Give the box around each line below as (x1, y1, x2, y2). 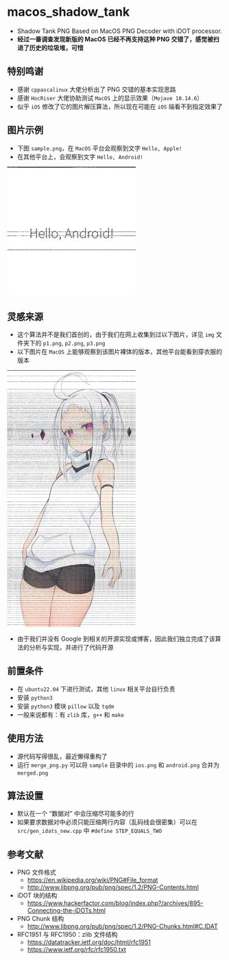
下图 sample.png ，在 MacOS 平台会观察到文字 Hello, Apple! (16, 144, 183, 152)
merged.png (16, 770, 49, 777)
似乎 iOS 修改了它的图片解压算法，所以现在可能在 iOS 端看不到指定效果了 (16, 102, 223, 111)
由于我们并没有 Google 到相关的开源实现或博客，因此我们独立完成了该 (16, 635, 216, 643)
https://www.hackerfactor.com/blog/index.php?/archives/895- (27, 899, 204, 907)
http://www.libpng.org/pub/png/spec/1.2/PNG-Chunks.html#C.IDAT (27, 922, 218, 930)
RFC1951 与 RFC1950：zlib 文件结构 (16, 930, 118, 939)
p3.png (86, 341, 106, 347)
